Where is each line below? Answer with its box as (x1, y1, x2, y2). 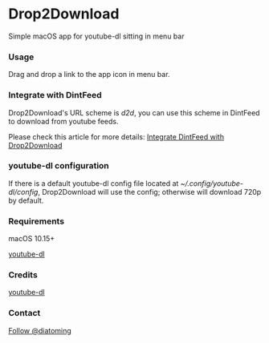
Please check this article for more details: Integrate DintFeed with (8, 131, 225, 141)
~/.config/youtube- (180, 178, 243, 188)
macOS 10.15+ (8, 234, 55, 244)
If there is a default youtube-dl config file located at (8, 178, 179, 188)
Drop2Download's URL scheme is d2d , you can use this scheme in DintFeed (8, 107, 260, 117)
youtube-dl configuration (8, 160, 110, 171)
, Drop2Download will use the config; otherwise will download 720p (37, 187, 262, 196)
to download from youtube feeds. (8, 116, 119, 126)
